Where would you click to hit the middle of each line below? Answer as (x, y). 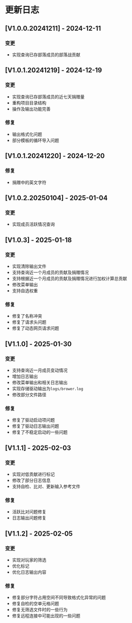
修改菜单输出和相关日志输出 (40, 382)
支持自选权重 (25, 290)
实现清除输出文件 (29, 266)
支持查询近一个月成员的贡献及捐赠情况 (50, 272)
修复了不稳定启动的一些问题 (40, 432)
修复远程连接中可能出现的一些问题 (46, 616)
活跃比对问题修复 (29, 512)
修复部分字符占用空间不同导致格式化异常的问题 (59, 598)
